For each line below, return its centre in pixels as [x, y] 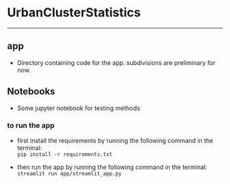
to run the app [31, 126]
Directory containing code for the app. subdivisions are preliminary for [116, 62]
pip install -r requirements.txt [65, 154]
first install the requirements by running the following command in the [115, 140]
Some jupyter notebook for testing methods [78, 108]
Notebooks [31, 91]
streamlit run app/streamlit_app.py [69, 173]
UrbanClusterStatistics [74, 13]
